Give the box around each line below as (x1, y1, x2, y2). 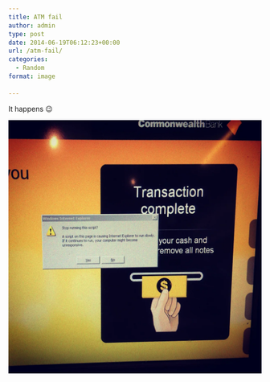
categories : (8, 55, 48, 64)
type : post (8, 30, 45, 38)
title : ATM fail (8, 13, 63, 21)
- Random (15, 64, 45, 72)
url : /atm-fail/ (8, 47, 63, 55)
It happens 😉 (8, 104, 54, 113)
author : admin (8, 21, 56, 30)
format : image (8, 72, 56, 80)
